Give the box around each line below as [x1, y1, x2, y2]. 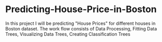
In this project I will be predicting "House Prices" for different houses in [5, 20, 156, 26]
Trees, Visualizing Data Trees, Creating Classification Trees [5, 31, 131, 37]
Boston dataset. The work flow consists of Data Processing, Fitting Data [5, 25, 157, 31]
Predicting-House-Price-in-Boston [5, 4, 157, 15]
